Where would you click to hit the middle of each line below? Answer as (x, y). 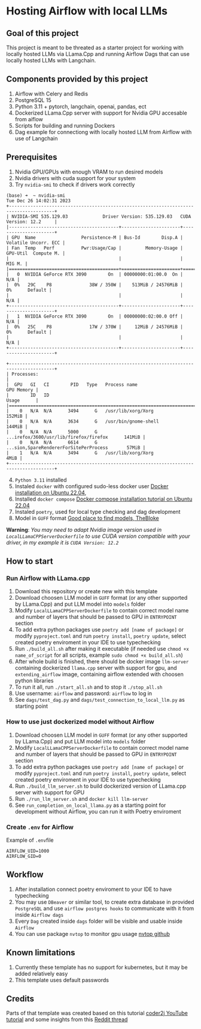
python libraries (34, 681)
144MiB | (17, 427)
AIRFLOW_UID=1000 (28, 851)
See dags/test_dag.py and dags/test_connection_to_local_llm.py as (100, 700)
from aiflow (29, 119)
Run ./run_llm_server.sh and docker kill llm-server (81, 798)
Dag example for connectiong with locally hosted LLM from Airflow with (103, 132)
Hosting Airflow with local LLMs (87, 11)
